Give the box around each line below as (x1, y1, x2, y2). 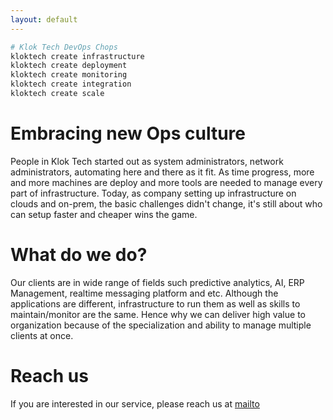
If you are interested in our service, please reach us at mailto (10, 397, 260, 410)
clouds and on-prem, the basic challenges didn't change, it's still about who (10, 197, 323, 210)
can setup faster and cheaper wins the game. (10, 208, 198, 220)
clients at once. (10, 329, 74, 341)
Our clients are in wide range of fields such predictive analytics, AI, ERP (10, 276, 305, 288)
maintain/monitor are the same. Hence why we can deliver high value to (10, 308, 306, 320)
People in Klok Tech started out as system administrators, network (10, 155, 284, 167)
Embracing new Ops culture (10, 122, 246, 145)
